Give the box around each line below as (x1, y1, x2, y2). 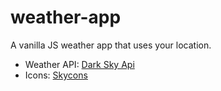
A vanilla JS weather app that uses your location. (10, 39, 212, 51)
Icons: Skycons (24, 69, 88, 81)
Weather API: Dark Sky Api (24, 58, 135, 70)
